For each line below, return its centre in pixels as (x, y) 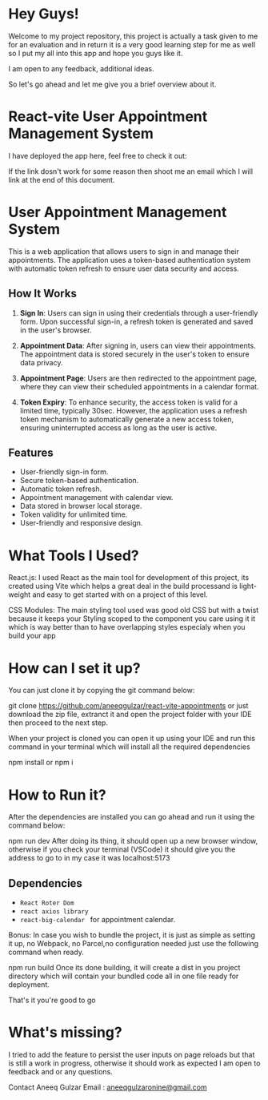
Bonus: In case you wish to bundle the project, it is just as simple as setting (132, 935)
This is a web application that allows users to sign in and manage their (124, 251)
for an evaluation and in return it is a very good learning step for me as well (132, 44)
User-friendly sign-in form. (64, 472)
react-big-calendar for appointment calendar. (98, 920)
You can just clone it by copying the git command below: (102, 691)
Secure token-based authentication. (79, 481)
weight (20, 594)
